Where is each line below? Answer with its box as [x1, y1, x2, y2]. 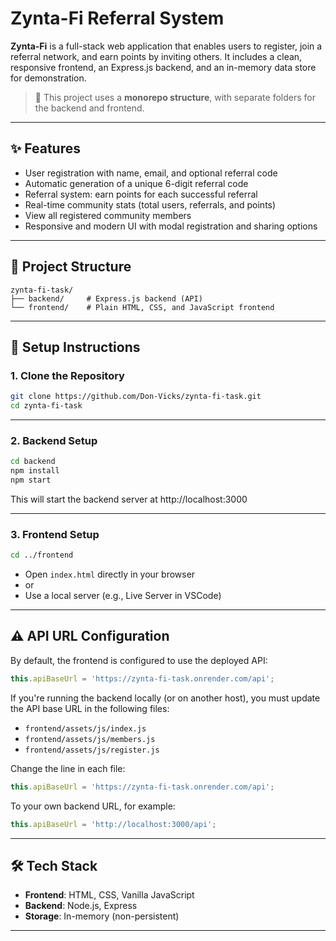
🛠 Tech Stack [10, 857, 98, 874]
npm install [10, 466, 60, 476]
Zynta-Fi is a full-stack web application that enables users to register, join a [10, 40, 323, 52]
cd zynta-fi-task [10, 401, 83, 411]
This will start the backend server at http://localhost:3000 [10, 493, 248, 505]
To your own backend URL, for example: [10, 800, 176, 812]
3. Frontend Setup [10, 527, 100, 541]
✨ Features [10, 140, 81, 157]
